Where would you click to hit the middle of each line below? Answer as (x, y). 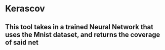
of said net (22, 42)
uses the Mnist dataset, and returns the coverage (83, 34)
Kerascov (25, 9)
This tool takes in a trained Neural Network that (79, 27)
